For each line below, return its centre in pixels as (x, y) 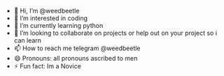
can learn (28, 40)
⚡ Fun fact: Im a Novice (48, 66)
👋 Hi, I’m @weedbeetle (47, 11)
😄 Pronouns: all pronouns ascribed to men (76, 58)
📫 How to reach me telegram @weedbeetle (77, 48)
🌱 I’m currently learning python (58, 25)
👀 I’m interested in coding (51, 18)
